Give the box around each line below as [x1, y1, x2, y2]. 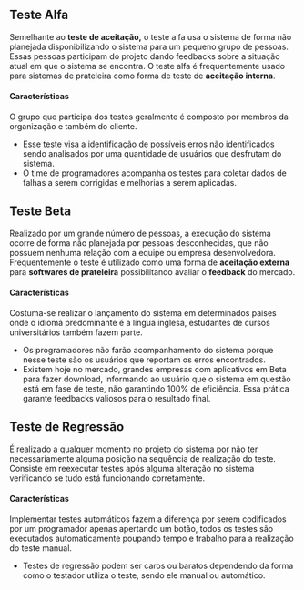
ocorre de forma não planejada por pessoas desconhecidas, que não [9, 237, 269, 249]
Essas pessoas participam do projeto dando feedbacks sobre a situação [9, 50, 280, 62]
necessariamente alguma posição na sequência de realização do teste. [9, 453, 276, 463]
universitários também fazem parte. [9, 327, 143, 338]
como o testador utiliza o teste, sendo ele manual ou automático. [22, 570, 266, 581]
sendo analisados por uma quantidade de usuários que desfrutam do [22, 148, 282, 159]
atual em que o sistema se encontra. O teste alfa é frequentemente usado [9, 60, 285, 71]
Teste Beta [9, 204, 72, 219]
